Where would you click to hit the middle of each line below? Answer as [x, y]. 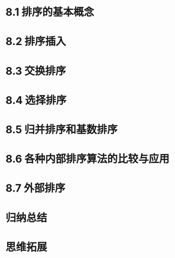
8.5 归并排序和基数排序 [61, 130]
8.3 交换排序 [36, 71]
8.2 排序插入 [36, 42]
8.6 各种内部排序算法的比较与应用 [87, 159]
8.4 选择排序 [36, 100]
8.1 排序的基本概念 [50, 12]
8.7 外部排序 [35, 188]
